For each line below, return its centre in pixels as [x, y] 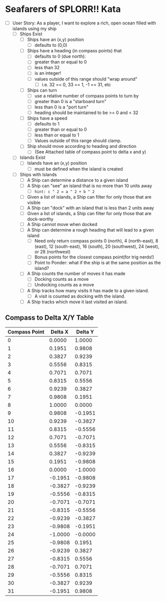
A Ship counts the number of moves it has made [76, 274]
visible [34, 202]
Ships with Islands [38, 174]
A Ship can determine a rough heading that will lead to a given [91, 230]
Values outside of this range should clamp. [78, 141]
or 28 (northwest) [53, 252]
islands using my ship [34, 29]
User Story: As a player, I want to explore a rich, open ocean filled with [84, 23]
